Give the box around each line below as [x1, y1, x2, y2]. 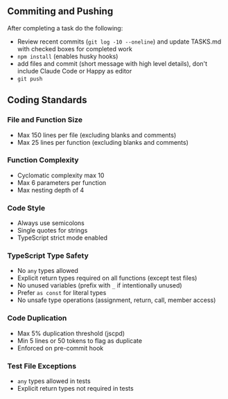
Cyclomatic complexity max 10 [17, 171, 105, 179]
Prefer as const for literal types [17, 289, 107, 297]
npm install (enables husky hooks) [17, 52, 119, 60]
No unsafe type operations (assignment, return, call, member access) [17, 296, 216, 304]
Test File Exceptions [7, 361, 77, 371]
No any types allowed [17, 267, 78, 275]
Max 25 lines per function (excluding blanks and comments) [17, 138, 189, 146]
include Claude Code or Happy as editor [17, 66, 132, 75]
